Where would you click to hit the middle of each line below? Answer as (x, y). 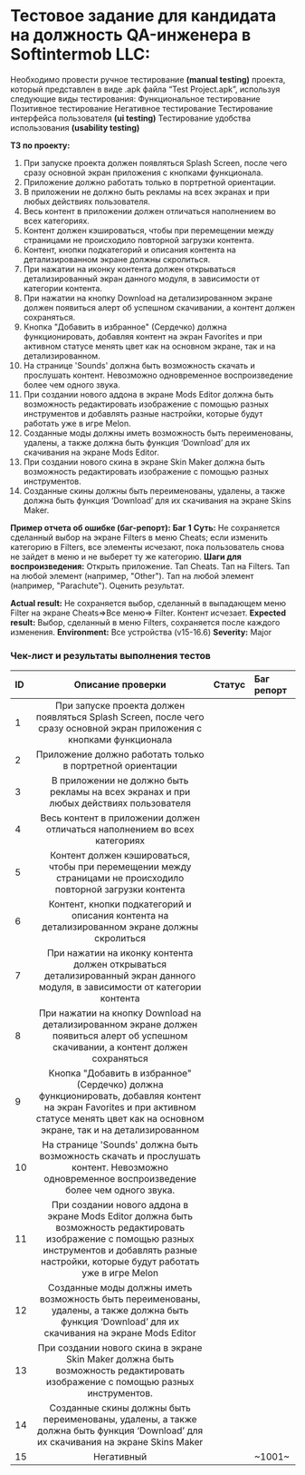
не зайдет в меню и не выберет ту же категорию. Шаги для (126, 556)
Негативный (120, 1457)
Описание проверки (120, 684)
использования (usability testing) (75, 127)
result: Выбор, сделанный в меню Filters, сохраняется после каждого (145, 622)
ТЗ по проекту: (40, 145)
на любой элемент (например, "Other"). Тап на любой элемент (132, 575)
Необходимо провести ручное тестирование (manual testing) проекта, (148, 79)
